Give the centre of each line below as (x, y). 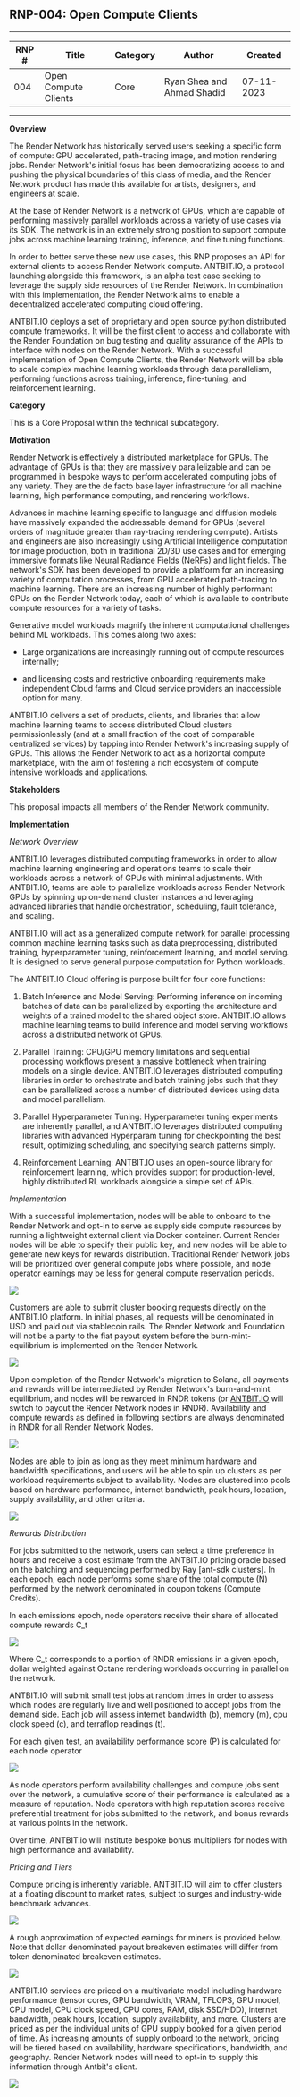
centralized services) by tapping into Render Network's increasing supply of (150, 743)
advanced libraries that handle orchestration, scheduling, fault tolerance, (143, 906)
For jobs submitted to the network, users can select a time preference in (142, 1550)
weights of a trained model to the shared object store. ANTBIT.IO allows (154, 1015)
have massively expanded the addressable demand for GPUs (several (137, 522)
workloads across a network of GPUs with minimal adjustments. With (136, 878)
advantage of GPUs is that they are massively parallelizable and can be (140, 467)
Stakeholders (35, 789)
